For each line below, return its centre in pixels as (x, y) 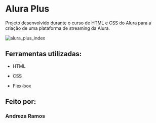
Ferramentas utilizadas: (44, 54)
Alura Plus (27, 9)
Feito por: (21, 102)
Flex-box (22, 86)
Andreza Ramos (25, 116)
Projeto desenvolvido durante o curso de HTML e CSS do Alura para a (78, 23)
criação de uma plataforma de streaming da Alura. (58, 28)
